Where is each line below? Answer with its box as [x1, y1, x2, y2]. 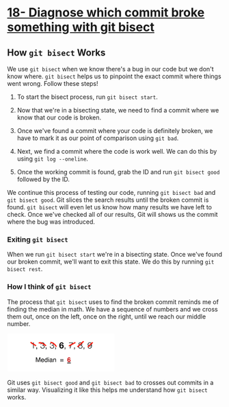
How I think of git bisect [7, 282, 92, 292]
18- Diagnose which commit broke [7, 5, 205, 21]
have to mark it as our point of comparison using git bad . [16, 134, 179, 142]
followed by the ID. [16, 175, 70, 183]
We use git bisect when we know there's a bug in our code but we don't [7, 65, 214, 73]
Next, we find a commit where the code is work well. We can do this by [16, 148, 217, 155]
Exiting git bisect [7, 235, 68, 244]
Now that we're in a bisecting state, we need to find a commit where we [16, 106, 219, 114]
